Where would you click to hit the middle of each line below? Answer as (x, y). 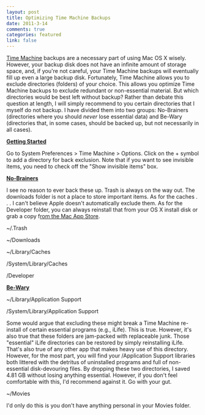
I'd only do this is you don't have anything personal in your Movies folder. (99, 405)
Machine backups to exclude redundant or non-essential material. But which (102, 90)
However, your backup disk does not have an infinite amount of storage (96, 64)
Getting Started (27, 141)
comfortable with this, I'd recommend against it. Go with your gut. (89, 382)
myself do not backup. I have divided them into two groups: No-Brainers (97, 110)
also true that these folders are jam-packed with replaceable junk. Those (98, 336)
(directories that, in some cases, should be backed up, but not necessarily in (103, 123)
